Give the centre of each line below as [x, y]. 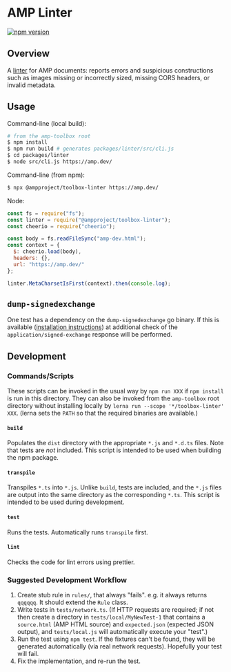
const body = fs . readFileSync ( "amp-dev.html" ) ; [77, 239]
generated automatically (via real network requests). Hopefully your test [119, 646]
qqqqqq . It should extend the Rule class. [73, 602]
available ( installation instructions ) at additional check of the [92, 327]
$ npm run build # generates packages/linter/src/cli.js [91, 149]
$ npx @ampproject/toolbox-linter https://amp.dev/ [83, 187]
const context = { [33, 245]
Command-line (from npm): [46, 175]
